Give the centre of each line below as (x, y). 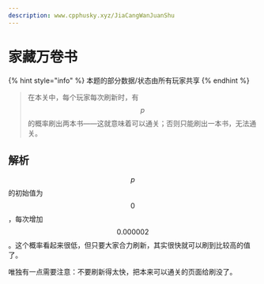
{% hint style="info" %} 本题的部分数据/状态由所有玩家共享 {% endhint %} (129, 80)
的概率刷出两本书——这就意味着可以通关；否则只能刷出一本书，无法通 (142, 123)
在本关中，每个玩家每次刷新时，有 (83, 97)
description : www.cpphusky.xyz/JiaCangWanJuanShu (92, 15)
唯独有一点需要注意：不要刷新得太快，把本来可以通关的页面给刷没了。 (123, 272)
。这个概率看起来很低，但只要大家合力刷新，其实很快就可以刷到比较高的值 (129, 245)
